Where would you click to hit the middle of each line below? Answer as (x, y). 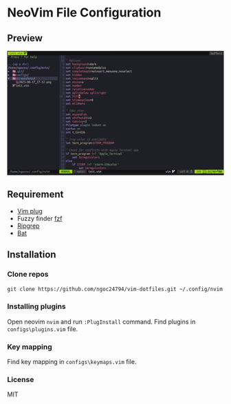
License (21, 379)
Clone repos (28, 275)
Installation (32, 255)
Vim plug (30, 211)
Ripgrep (28, 226)
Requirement (35, 194)
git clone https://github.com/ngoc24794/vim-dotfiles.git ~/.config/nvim (115, 289)
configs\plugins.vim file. (43, 329)
